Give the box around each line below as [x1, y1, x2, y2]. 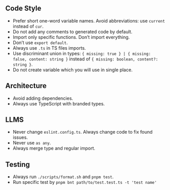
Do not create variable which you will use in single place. [12, 67, 133, 73]
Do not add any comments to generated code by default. [12, 28, 133, 35]
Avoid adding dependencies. [12, 95, 73, 101]
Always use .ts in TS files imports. [12, 45, 86, 51]
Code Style [5, 4, 41, 13]
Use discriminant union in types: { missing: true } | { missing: [12, 50, 151, 56]
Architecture [5, 81, 47, 90]
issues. [12, 134, 28, 140]
